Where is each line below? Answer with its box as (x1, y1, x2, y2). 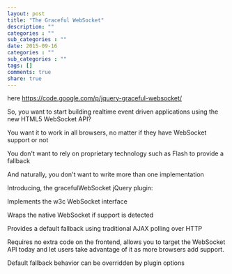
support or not (7, 136, 49, 144)
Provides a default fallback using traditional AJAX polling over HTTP (7, 224, 203, 233)
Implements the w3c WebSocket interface (7, 197, 127, 206)
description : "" (7, 23, 54, 30)
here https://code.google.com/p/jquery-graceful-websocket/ (7, 94, 183, 102)
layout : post (7, 10, 45, 17)
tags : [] (7, 62, 33, 69)
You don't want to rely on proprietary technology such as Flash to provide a (7, 149, 224, 158)
